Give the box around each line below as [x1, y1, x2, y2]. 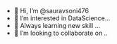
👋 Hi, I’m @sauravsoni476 [13, 7, 90, 15]
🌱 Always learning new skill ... [13, 22, 101, 29]
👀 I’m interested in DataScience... [13, 14, 111, 22]
